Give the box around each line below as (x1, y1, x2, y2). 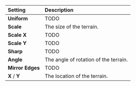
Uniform (8, 15, 28, 22)
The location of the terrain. (44, 73, 108, 79)
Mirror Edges (8, 64, 40, 71)
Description (44, 7, 74, 13)
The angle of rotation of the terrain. (44, 56, 128, 63)
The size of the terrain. (44, 23, 99, 30)
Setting (8, 7, 26, 13)
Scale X (8, 31, 27, 38)
